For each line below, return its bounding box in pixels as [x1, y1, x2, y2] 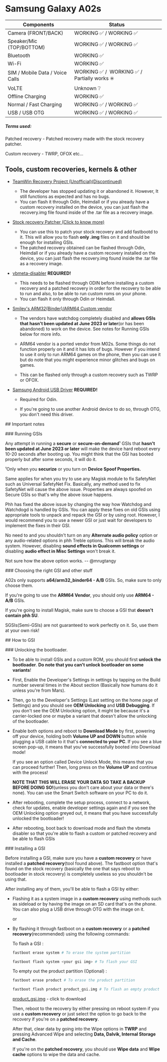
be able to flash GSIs [12, 835, 55, 842]
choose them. [5, 582, 33, 588]
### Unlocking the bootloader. [5, 646, 68, 652]
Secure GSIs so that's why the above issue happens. [5, 492, 113, 498]
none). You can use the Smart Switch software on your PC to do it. [12, 790, 148, 796]
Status [108, 21, 125, 28]
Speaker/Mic [7, 37, 37, 44]
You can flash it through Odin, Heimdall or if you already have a [19, 198, 150, 205]
